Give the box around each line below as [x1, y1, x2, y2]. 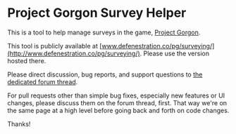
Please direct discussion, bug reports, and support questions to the [7, 70, 203, 79]
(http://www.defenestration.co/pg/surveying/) [7, 49, 141, 58]
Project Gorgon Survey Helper [7, 5, 187, 21]
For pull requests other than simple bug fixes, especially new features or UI [7, 91, 225, 100]
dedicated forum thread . [7, 77, 78, 86]
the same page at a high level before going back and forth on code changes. [7, 106, 230, 114]
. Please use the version [139, 49, 210, 58]
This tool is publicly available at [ [7, 41, 102, 50]
